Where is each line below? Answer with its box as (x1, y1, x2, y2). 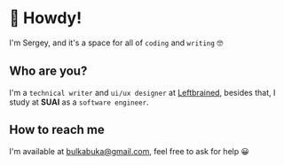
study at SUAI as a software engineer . (9, 97, 149, 107)
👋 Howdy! (9, 8, 83, 28)
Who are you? (9, 64, 88, 79)
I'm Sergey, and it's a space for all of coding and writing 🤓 (9, 37, 224, 48)
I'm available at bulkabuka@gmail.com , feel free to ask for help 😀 (9, 145, 250, 156)
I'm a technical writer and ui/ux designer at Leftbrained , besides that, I (9, 87, 276, 98)
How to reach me (9, 122, 105, 137)
